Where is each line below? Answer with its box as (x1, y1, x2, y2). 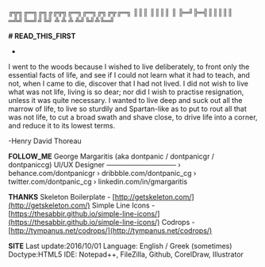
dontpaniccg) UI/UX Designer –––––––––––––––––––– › (8, 160, 181, 170)
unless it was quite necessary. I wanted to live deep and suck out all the (8, 96, 243, 105)
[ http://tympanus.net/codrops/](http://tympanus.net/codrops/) (8, 226, 213, 235)
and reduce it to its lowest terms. (8, 121, 116, 130)
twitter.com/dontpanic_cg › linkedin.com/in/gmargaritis (8, 177, 188, 186)
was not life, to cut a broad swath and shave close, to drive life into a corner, (8, 113, 258, 122)
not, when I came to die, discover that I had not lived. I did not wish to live (8, 79, 248, 88)
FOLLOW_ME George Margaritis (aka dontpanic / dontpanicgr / (8, 151, 215, 161)
